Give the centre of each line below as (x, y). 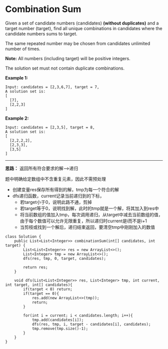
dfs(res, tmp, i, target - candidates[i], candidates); (91, 324)
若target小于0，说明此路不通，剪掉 (56, 202)
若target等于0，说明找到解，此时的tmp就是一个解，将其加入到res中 (89, 208)
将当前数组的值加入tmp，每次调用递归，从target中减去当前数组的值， (91, 214)
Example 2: (17, 118)
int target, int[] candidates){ (39, 285)
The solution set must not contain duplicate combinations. (65, 68)
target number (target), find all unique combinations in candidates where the (84, 28)
